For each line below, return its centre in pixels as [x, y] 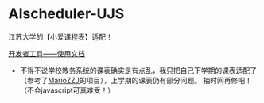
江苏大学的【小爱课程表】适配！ [60, 36]
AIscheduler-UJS [66, 14]
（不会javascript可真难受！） [67, 90]
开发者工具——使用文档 [47, 53]
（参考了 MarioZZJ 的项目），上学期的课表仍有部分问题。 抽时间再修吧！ [136, 80]
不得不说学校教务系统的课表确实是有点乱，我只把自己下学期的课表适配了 [138, 70]
